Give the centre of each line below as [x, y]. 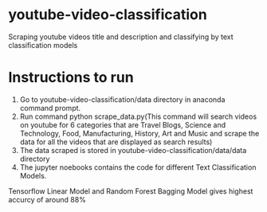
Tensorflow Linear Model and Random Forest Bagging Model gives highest [131, 191]
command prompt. [50, 108]
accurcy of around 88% [47, 199]
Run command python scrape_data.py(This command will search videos [138, 116]
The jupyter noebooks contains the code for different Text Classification [138, 167]
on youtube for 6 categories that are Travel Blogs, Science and [123, 124]
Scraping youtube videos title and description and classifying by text [121, 37]
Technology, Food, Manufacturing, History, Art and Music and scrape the [139, 133]
